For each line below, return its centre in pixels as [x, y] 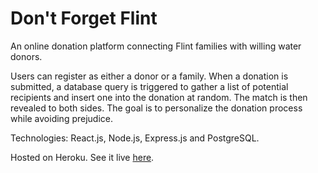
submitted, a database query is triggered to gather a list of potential [149, 86]
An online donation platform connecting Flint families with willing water [156, 46]
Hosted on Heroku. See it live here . [82, 157]
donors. [26, 56]
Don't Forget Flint [84, 18]
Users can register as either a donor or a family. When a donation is [149, 76]
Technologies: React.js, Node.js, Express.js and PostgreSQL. [135, 138]
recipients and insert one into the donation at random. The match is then [159, 97]
